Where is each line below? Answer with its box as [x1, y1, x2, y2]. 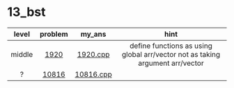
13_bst [7, 4, 47, 20]
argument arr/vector [138, 58, 204, 68]
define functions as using [130, 41, 212, 51]
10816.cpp [75, 69, 113, 79]
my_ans [80, 29, 107, 39]
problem [39, 29, 68, 39]
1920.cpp [77, 49, 110, 59]
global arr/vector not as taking [121, 49, 221, 59]
